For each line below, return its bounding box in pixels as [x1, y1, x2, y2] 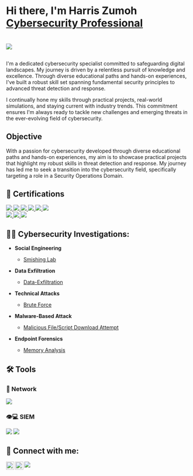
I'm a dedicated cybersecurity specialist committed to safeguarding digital [6, 60, 185, 67]
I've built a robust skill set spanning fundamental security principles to [6, 78, 175, 85]
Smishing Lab [23, 256, 57, 263]
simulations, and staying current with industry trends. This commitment [6, 102, 178, 109]
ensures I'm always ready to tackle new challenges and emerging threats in [6, 108, 188, 115]
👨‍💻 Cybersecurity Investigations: [6, 229, 130, 239]
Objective [6, 132, 43, 142]
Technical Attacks [14, 290, 60, 297]
